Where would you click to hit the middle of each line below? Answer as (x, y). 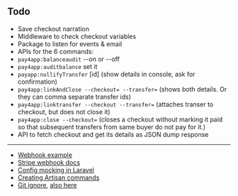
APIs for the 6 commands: (56, 51)
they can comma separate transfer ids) (74, 97)
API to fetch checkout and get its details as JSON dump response (113, 134)
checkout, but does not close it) (64, 111)
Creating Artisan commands (58, 178)
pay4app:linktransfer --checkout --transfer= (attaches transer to (115, 104)
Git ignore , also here (47, 185)
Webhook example (45, 155)
